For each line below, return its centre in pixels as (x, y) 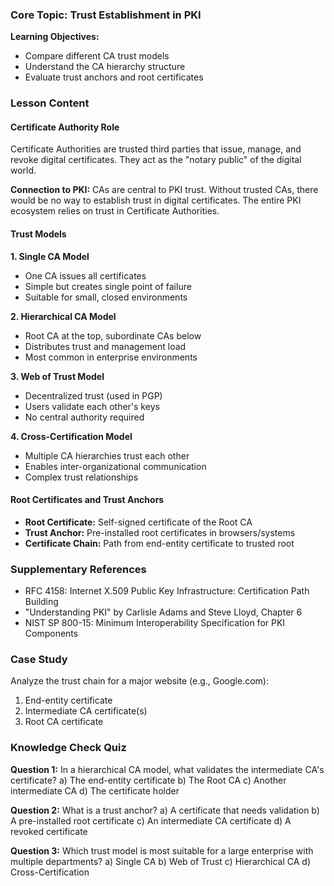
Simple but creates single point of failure (108, 286)
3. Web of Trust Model (57, 376)
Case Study (39, 660)
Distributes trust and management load (105, 346)
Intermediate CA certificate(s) (86, 711)
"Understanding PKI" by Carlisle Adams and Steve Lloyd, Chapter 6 (163, 612)
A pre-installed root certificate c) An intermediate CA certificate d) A (151, 820)
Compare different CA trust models (97, 56)
